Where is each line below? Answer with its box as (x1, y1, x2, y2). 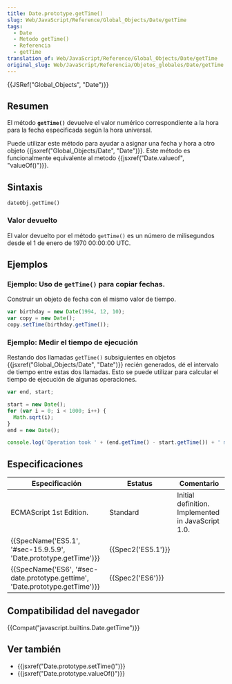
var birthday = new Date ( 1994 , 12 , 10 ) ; (7, 309, 126, 315)
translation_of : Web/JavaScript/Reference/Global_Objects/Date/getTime (7, 55, 217, 62)
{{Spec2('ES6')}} (109, 574, 164, 583)
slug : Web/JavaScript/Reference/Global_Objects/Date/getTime (7, 17, 187, 23)
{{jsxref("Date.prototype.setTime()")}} (17, 662, 126, 670)
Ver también (7, 643, 61, 656)
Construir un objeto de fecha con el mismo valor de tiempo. (7, 295, 176, 304)
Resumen (7, 101, 49, 113)
